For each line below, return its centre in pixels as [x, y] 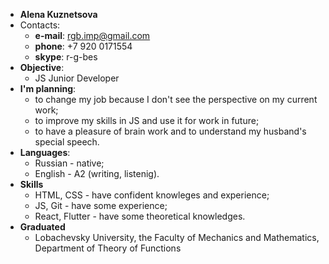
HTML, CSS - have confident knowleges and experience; [152, 195]
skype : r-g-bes [66, 57]
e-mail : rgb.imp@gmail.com [92, 35]
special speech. [67, 142]
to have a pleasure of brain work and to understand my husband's [170, 131]
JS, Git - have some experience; [101, 205]
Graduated [42, 227]
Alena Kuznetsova [58, 14]
